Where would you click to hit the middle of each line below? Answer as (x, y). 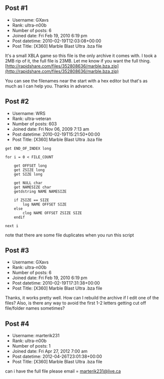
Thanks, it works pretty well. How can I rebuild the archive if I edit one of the (82, 298)
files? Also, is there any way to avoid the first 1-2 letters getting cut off (76, 303)
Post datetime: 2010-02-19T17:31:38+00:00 (56, 283)
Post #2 (17, 102)
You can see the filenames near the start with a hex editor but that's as (76, 81)
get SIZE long (28, 174)
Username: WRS (29, 113)
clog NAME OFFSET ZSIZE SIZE (52, 213)
